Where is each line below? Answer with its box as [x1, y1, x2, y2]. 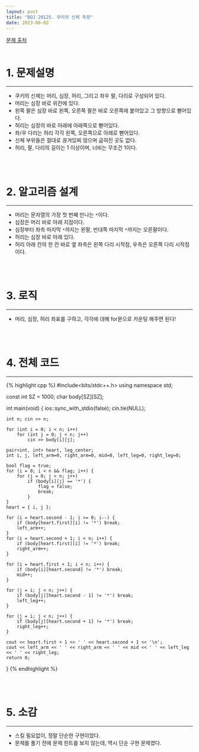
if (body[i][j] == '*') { [27, 479, 92, 485]
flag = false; [37, 484, 73, 490]
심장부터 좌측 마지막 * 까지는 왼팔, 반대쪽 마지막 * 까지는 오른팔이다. [14, 226, 169, 233]
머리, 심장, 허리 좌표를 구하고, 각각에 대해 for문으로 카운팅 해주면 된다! [14, 316, 176, 323]
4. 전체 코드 [6, 356, 59, 369]
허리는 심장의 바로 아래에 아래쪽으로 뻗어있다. [14, 122, 120, 129]
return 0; [6, 655, 31, 661]
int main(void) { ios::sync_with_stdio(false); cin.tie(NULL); [6, 404, 146, 412]
